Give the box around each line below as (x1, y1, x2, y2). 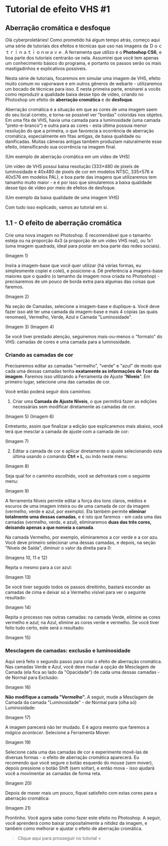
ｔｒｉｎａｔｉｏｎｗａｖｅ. (5, 49, 64, 55)
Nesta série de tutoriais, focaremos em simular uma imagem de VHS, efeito (5, 75, 161, 81)
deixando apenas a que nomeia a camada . (5, 524, 95, 530)
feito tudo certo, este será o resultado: (5, 625, 85, 631)
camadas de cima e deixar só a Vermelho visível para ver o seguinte (5, 589, 146, 595)
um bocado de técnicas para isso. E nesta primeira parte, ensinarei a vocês (5, 86, 161, 92)
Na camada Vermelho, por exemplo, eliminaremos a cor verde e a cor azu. (5, 534, 159, 541)
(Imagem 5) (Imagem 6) (5, 414, 54, 420)
